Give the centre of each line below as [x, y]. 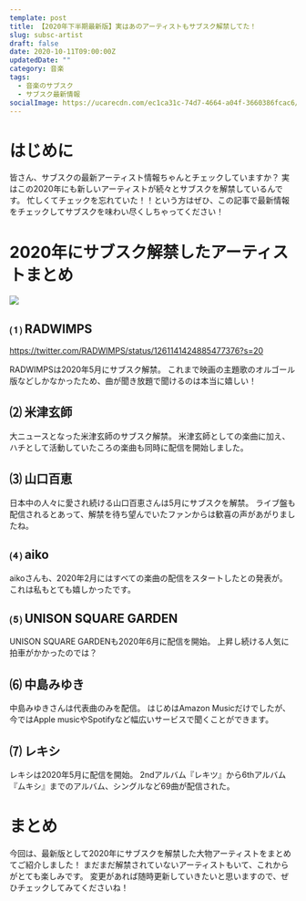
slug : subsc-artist [46, 35]
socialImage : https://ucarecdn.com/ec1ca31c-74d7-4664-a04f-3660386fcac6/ [154, 103]
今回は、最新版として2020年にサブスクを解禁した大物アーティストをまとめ [150, 853]
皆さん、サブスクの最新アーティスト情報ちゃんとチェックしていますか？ [144, 178]
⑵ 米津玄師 [41, 413]
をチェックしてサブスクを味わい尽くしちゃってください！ [117, 212]
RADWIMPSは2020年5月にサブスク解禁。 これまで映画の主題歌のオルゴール [153, 369]
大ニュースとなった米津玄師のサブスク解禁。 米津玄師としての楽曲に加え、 [150, 436]
